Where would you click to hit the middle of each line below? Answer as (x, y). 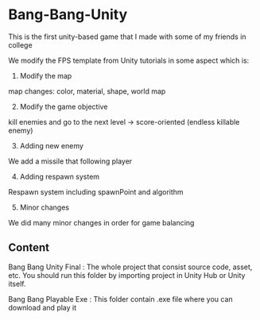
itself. (17, 283)
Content (29, 248)
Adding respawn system (60, 176)
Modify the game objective (64, 106)
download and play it (43, 307)
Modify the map (46, 75)
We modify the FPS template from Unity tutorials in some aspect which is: (129, 60)
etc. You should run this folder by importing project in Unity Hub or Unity (127, 275)
